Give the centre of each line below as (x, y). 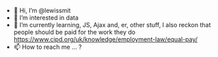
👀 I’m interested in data (46, 18)
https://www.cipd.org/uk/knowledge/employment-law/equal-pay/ (106, 39)
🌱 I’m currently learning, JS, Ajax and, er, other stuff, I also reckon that (112, 25)
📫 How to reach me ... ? (47, 47)
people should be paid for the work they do (74, 32)
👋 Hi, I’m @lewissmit (42, 11)
